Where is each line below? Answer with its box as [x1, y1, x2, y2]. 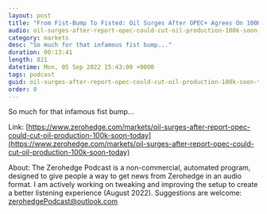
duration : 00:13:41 [8, 48, 73, 56]
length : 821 [8, 56, 48, 64]
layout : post [8, 11, 52, 20]
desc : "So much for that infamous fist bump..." [8, 41, 172, 49]
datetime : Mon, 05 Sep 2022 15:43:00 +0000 [8, 63, 155, 71]
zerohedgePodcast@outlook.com [8, 197, 118, 206]
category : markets [8, 33, 69, 42]
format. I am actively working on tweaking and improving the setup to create [8, 180, 258, 189]
